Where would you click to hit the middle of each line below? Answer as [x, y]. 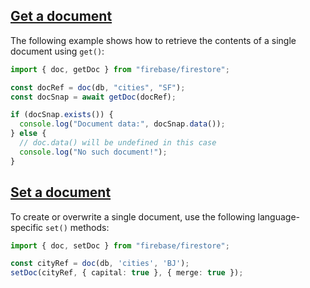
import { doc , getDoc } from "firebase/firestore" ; [120, 69]
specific [27, 227]
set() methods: [77, 227]
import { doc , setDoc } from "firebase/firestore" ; [120, 245]
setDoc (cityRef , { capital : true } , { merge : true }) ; [127, 273]
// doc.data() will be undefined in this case [118, 143]
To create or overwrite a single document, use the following [133, 216]
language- [278, 216]
